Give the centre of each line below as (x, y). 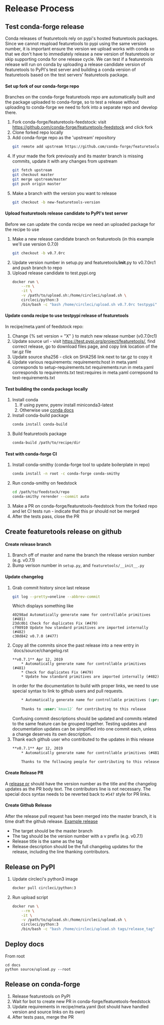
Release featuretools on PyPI (41, 996)
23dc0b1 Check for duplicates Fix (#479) (55, 623)
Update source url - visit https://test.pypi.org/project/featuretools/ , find (84, 341)
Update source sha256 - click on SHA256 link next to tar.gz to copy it (82, 357)
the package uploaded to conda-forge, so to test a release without (72, 102)
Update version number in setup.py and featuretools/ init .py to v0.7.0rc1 (84, 262)
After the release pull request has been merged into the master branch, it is (81, 816)
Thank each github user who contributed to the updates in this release (83, 739)
